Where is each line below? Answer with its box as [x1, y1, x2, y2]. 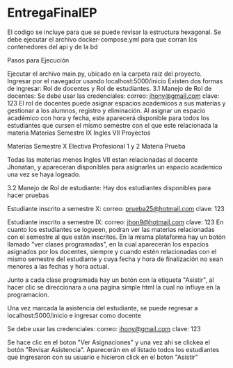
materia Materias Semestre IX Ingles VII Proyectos [7, 128, 151, 137]
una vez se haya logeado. [7, 170, 81, 178]
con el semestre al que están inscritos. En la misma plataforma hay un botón [7, 233, 226, 241]
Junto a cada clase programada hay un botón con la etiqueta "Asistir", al [7, 276, 214, 284]
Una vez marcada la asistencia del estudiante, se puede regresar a [7, 303, 198, 312]
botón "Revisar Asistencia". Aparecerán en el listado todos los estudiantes [7, 345, 220, 353]
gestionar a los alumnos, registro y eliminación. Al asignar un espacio [7, 106, 206, 115]
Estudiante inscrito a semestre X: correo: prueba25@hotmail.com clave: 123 [7, 204, 225, 212]
